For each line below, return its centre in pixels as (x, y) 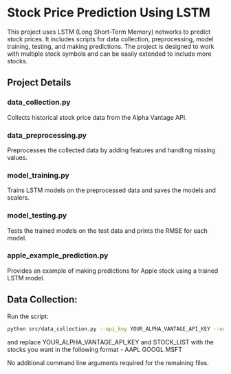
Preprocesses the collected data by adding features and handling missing (111, 150)
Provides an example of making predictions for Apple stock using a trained (113, 271)
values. (17, 157)
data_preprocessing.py (47, 135)
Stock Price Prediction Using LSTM (109, 13)
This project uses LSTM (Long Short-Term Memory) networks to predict (109, 32)
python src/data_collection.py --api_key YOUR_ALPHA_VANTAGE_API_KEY (109, 329)
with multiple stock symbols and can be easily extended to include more (109, 54)
